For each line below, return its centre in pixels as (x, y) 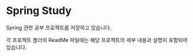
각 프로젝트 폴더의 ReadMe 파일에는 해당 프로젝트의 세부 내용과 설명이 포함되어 (97, 40)
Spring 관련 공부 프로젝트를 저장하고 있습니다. (59, 27)
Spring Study (39, 11)
